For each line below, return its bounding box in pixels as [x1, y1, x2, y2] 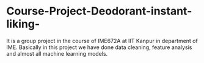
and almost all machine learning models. [6, 50, 108, 57]
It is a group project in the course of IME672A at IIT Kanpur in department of [6, 37, 199, 44]
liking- [6, 17, 40, 31]
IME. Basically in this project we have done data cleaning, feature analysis [6, 44, 192, 51]
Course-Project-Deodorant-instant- [6, 4, 192, 18]
